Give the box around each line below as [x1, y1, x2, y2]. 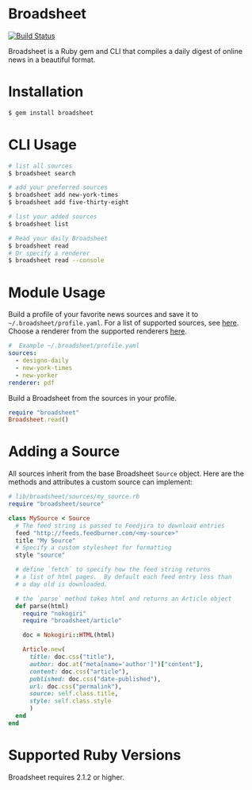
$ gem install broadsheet [8, 109, 94, 117]
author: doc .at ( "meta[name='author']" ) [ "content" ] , [29, 660, 204, 668]
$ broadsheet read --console [8, 256, 105, 264]
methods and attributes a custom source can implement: [8, 477, 193, 487]
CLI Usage [8, 136, 77, 153]
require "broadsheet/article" [22, 617, 123, 625]
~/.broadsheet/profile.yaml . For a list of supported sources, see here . [8, 318, 239, 328]
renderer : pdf [8, 379, 55, 387]
